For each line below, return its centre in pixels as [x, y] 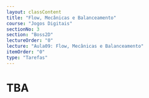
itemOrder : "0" [26, 52]
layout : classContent [34, 12]
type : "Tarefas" [27, 58]
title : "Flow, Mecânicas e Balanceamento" [61, 18]
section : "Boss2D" [30, 35]
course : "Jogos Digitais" [39, 23]
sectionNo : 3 [23, 29]
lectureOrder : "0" [30, 40]
